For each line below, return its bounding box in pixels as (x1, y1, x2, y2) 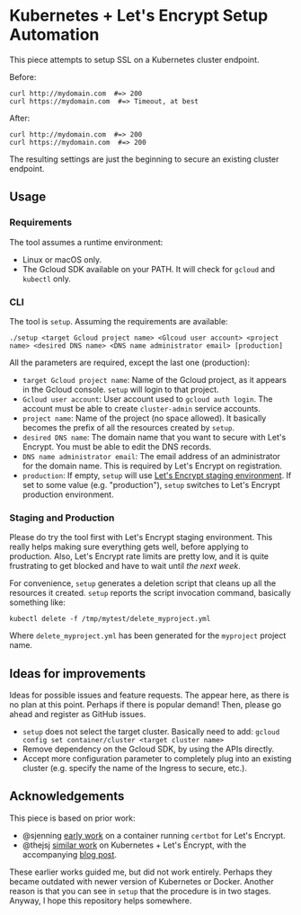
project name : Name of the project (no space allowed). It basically (22, 413, 267, 423)
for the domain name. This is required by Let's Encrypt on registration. (22, 460, 283, 471)
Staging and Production (9, 511, 115, 524)
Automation (9, 24, 100, 45)
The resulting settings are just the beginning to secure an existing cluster (9, 154, 279, 164)
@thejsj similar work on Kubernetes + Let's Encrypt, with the (22, 839, 247, 850)
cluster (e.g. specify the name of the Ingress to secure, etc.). (22, 763, 247, 774)
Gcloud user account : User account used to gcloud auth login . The (22, 393, 273, 404)
